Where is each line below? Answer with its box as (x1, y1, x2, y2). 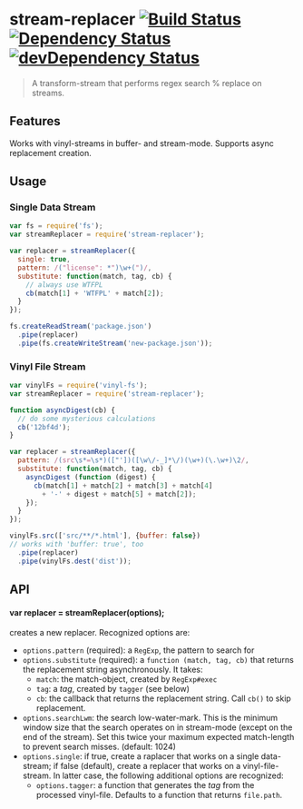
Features (9, 113, 61, 129)
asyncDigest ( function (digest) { (25, 472, 156, 481)
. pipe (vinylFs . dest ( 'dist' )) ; (17, 557, 132, 566)
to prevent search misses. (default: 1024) (22, 741, 177, 753)
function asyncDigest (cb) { (9, 405, 116, 415)
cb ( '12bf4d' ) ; (17, 422, 71, 431)
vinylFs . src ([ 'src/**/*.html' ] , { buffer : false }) (9, 531, 201, 540)
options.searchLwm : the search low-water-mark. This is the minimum (22, 713, 279, 724)
